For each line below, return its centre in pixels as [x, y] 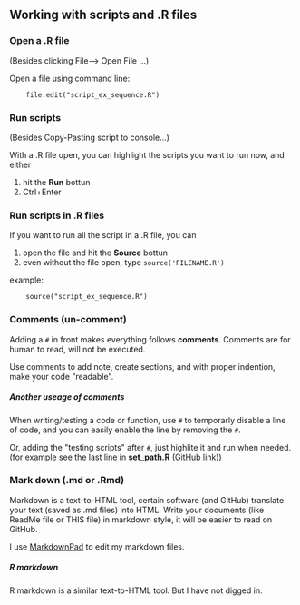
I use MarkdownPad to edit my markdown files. [97, 546]
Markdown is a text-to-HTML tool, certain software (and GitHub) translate [147, 500]
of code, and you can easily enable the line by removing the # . [126, 430]
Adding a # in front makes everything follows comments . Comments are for [150, 339]
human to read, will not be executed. [77, 349]
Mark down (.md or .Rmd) [67, 481]
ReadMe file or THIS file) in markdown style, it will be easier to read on [141, 519]
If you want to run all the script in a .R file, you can [103, 235]
